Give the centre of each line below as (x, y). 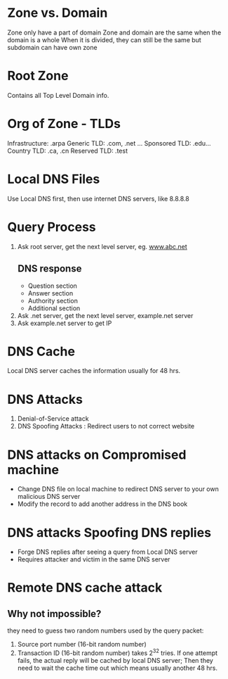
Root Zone (38, 76)
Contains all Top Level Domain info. (58, 95)
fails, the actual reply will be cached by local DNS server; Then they (115, 660)
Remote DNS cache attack (85, 588)
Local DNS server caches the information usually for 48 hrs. (94, 371)
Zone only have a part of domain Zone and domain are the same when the (114, 32)
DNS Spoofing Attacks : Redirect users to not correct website (106, 426)
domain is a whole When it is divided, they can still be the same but (104, 39)
